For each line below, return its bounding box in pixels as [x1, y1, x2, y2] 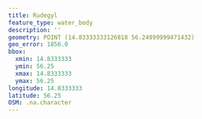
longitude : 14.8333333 [8, 84, 83, 92]
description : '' [8, 26, 61, 34]
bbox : [8, 48, 26, 56]
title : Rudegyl [8, 11, 58, 20]
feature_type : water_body [8, 19, 93, 27]
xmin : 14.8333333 [15, 56, 72, 63]
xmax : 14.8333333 [15, 70, 72, 78]
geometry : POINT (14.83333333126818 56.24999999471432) [8, 33, 195, 41]
